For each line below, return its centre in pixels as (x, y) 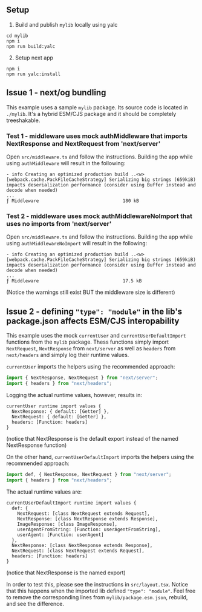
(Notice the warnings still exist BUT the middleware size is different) (91, 292)
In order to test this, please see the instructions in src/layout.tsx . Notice (97, 584)
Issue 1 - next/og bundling (56, 93)
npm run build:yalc (31, 46)
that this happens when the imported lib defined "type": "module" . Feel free (101, 591)
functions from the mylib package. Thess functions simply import (88, 342)
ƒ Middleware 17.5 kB (74, 281)
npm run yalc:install (34, 74)
